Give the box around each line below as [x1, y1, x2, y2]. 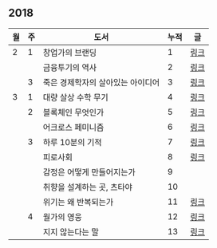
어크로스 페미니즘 [42, 121, 105, 132]
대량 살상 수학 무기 [42, 92, 109, 103]
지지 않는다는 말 [42, 226, 100, 238]
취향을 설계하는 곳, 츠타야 [42, 181, 133, 192]
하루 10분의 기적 [42, 136, 102, 148]
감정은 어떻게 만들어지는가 [42, 167, 136, 178]
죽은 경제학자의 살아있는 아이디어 [42, 77, 160, 88]
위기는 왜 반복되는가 [42, 196, 114, 207]
